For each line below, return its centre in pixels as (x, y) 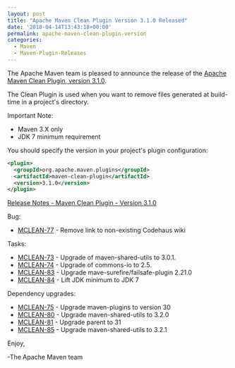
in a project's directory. (55, 102)
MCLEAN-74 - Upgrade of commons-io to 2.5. (84, 265)
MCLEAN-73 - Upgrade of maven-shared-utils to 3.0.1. (97, 257)
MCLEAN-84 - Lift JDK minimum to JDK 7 (78, 280)
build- (219, 94)
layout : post (26, 14)
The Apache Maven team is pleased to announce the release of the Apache (117, 73)
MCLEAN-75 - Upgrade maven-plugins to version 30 (94, 307)
